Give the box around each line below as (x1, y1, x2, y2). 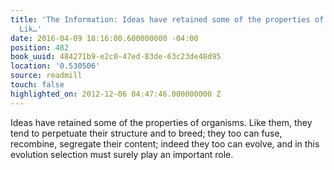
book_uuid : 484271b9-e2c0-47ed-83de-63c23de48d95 (10, 52, 222, 62)
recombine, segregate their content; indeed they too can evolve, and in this (10, 137, 320, 150)
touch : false (10, 80, 65, 90)
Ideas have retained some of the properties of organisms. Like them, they (10, 116, 313, 128)
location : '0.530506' (10, 61, 101, 71)
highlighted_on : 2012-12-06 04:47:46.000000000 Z (10, 89, 222, 99)
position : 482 (10, 42, 70, 53)
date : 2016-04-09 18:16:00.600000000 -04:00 (10, 33, 199, 43)
